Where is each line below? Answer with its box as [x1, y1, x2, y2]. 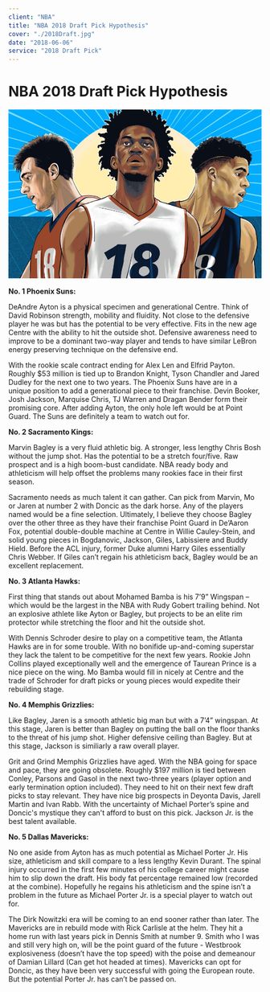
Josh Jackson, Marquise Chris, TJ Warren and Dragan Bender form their [8, 394, 247, 404]
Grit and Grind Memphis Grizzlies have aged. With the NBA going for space [8, 756, 257, 766]
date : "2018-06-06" [8, 39, 74, 47]
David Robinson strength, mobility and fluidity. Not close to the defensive [8, 310, 250, 320]
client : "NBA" [8, 13, 56, 21]
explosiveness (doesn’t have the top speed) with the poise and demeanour [8, 949, 256, 958]
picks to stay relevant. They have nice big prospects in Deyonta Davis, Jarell [8, 790, 261, 800]
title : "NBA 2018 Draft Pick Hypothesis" [8, 21, 149, 30]
